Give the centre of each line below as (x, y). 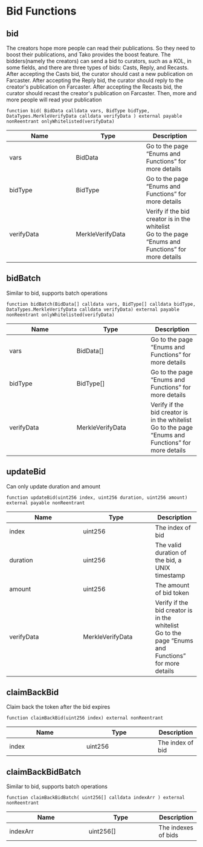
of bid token (172, 593)
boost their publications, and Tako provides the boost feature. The (89, 55)
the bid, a (168, 560)
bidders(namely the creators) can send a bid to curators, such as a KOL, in (99, 61)
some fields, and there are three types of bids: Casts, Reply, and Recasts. (98, 67)
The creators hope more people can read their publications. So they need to (101, 48)
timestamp (170, 575)
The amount (172, 585)
